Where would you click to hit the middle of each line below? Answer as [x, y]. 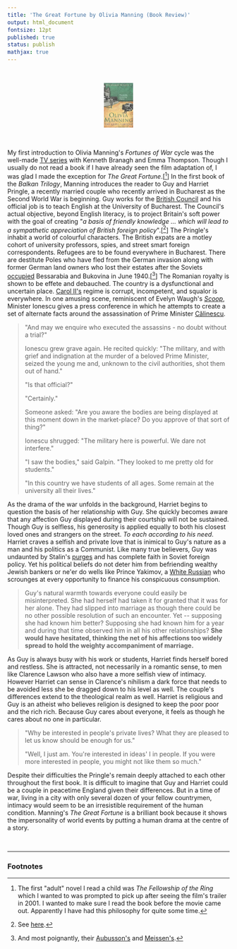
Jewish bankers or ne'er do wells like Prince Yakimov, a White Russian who [116, 571]
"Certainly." [41, 398]
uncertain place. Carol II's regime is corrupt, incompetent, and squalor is [112, 291]
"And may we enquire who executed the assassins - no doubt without [126, 327]
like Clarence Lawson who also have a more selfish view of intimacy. [107, 674]
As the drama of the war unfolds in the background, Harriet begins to [108, 504]
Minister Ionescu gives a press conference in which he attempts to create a [116, 306]
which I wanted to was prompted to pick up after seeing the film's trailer [122, 896]
